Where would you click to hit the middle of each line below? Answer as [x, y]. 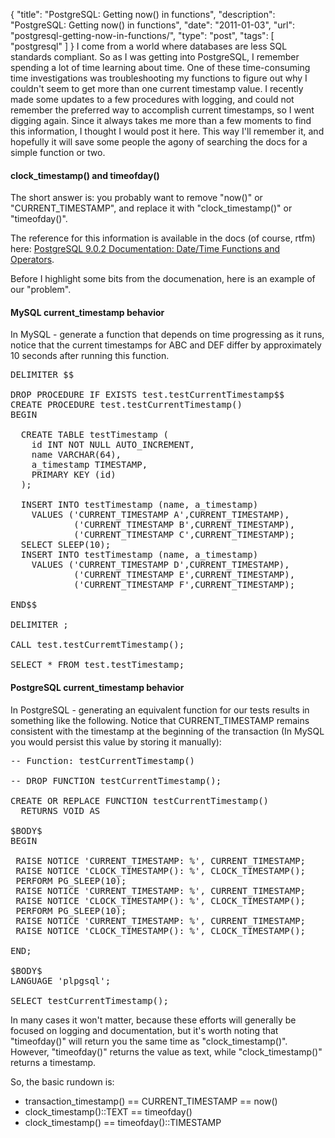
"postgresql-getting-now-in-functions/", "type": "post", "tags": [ [142, 35]
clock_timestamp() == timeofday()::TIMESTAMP [123, 1122]
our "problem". [41, 290]
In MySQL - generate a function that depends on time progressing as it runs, [167, 335]
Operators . [32, 260]
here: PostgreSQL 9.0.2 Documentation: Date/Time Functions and [145, 249]
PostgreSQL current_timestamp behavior [97, 687]
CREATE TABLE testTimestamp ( [94, 435]
